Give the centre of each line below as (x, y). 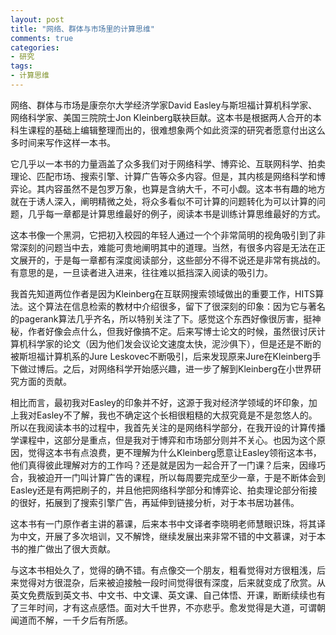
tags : (21, 66)
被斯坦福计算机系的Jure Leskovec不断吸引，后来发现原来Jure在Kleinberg (161, 356)
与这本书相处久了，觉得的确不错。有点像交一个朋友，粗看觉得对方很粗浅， (163, 570)
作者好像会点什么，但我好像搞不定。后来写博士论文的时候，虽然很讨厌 (172, 331)
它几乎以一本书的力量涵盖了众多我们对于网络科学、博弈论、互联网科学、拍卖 (168, 163)
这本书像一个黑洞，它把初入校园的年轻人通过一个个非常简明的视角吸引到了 (163, 235)
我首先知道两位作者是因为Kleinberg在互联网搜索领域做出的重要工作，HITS (163, 293)
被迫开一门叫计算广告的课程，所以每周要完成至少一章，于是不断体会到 (181, 477)
